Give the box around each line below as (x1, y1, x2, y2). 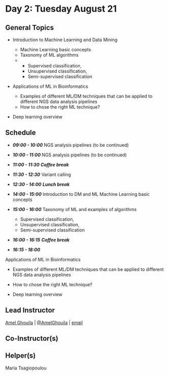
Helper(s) (5, 351, 36, 360)
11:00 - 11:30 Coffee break (12, 161, 69, 167)
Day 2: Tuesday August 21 (5, 3, 117, 15)
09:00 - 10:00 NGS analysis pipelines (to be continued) (12, 142, 129, 148)
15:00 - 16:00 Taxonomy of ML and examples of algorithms (12, 206, 137, 212)
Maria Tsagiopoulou (5, 365, 47, 371)
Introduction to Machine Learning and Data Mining (12, 37, 118, 43)
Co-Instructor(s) (5, 334, 59, 343)
